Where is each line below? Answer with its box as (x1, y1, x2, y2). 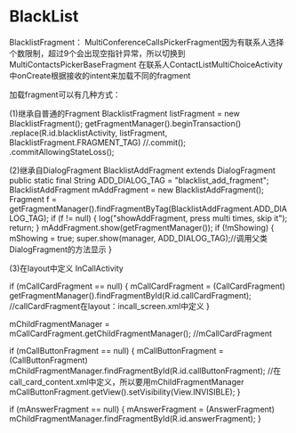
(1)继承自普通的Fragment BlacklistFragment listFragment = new (9, 108, 240, 118)
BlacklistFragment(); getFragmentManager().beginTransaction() (9, 118, 242, 128)
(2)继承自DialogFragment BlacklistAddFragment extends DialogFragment (9, 165, 276, 176)
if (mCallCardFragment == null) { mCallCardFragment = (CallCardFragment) (9, 281, 286, 291)
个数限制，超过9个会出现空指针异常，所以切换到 (9, 47, 186, 59)
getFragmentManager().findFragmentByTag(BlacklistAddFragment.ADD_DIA (9, 203, 287, 214)
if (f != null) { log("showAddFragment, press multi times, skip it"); (51, 212, 288, 224)
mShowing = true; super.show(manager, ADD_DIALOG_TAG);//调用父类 (9, 233, 268, 243)
